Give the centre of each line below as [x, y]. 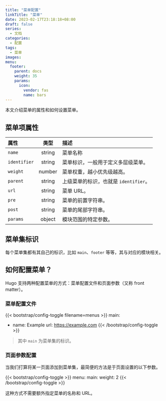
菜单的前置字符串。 [85, 201]
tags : [11, 48]
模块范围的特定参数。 [87, 220]
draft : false [19, 24]
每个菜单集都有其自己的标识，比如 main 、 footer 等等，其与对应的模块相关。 [84, 252]
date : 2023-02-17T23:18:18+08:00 [40, 19]
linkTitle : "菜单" [24, 15]
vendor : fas [36, 90]
